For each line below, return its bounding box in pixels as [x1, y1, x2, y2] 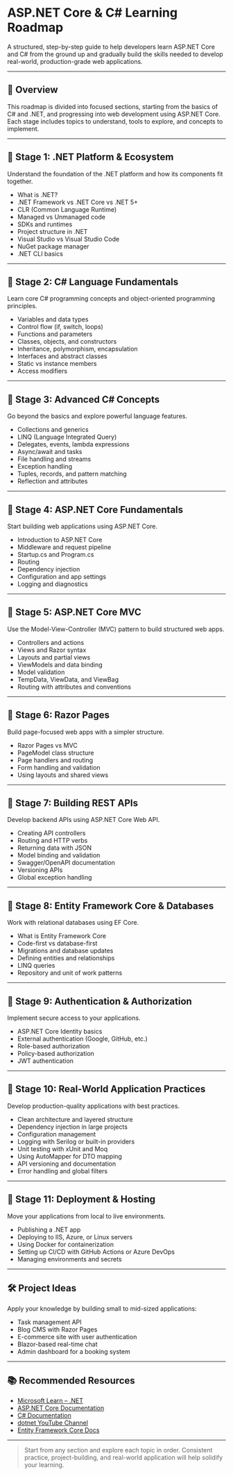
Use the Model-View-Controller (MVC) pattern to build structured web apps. [7, 625, 225, 633]
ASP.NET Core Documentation [17, 1404, 105, 1412]
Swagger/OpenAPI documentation [17, 859, 116, 867]
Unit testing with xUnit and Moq [17, 1144, 108, 1153]
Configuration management [17, 1130, 96, 1138]
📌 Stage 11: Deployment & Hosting [7, 1193, 156, 1205]
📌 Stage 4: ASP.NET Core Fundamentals [7, 503, 184, 515]
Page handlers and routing [17, 755, 94, 764]
